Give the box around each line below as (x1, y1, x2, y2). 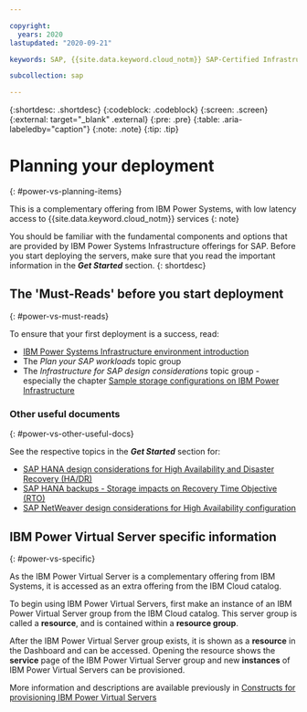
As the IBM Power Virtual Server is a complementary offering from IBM (9, 571, 276, 581)
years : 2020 (17, 29, 64, 39)
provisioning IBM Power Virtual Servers (9, 691, 157, 703)
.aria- (222, 114, 243, 125)
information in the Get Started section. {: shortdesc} (9, 260, 206, 271)
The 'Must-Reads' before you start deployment (9, 287, 284, 302)
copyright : (9, 21, 51, 30)
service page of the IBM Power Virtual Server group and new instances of (9, 654, 291, 665)
